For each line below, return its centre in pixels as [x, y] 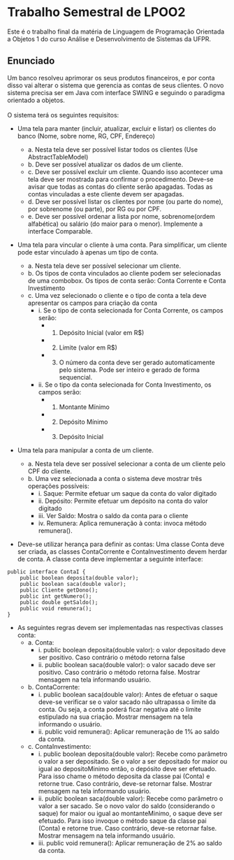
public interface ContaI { [46, 572]
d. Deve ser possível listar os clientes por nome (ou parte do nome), [125, 201]
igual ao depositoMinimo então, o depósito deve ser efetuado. [127, 768]
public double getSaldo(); [59, 602]
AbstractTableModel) [58, 157]
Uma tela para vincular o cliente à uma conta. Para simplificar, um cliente [122, 245]
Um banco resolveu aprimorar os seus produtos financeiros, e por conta [111, 78]
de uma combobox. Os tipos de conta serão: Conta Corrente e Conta [127, 280]
